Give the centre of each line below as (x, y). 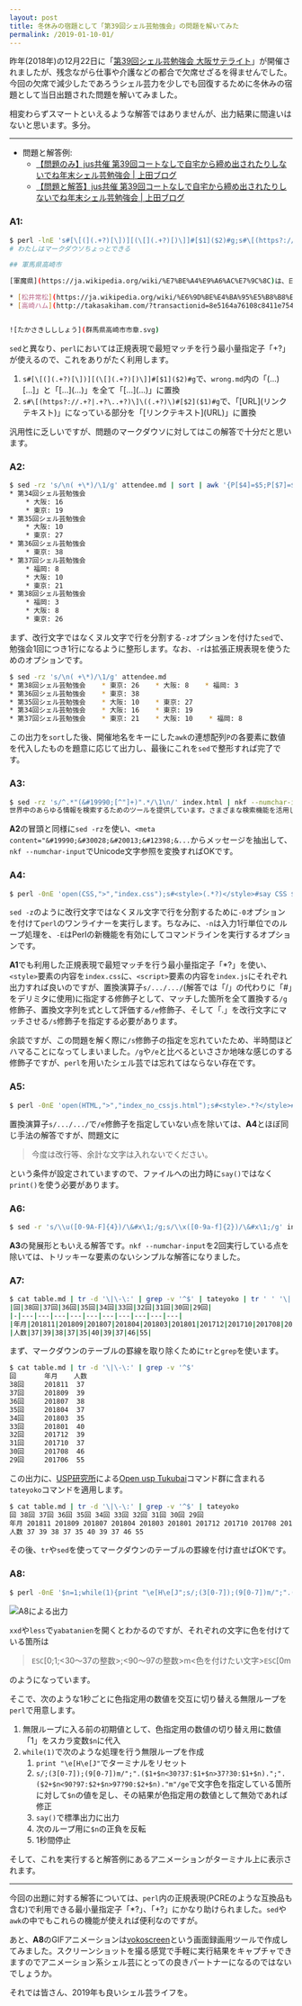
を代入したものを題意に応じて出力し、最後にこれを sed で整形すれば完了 (142, 749)
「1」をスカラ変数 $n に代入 (71, 1740)
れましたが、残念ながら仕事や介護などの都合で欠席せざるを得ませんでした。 (151, 72)
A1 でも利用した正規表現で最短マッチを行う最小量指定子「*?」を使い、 (140, 965)
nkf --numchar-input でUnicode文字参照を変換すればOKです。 (124, 851)
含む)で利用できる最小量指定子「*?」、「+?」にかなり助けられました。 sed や (148, 1909)
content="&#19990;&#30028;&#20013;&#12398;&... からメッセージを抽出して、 (151, 840)
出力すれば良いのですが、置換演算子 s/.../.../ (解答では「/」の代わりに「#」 (151, 987)
